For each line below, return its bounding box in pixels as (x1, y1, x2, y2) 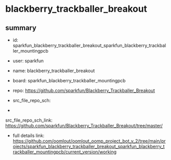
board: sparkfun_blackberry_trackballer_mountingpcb (12, 78, 126, 83)
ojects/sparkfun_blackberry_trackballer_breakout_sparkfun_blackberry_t (12, 144, 165, 149)
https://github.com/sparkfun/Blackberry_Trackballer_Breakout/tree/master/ (5, 123, 163, 128)
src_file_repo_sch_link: (5, 117, 53, 123)
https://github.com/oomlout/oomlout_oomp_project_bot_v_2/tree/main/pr (12, 138, 166, 144)
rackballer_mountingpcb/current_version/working (12, 149, 117, 155)
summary (5, 24, 37, 32)
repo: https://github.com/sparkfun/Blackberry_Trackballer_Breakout (12, 87, 155, 94)
